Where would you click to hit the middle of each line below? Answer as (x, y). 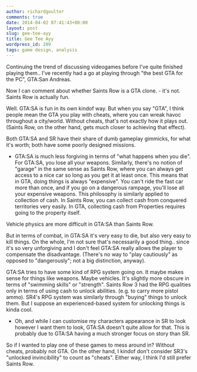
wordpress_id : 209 (29, 45)
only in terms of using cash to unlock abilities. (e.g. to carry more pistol (92, 291)
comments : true (25, 17)
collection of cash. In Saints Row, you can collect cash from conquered (101, 200)
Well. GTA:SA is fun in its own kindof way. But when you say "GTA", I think (95, 108)
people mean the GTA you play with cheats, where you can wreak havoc (94, 114)
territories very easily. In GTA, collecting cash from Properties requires (100, 206)
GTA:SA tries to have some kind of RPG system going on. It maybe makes (95, 272)
